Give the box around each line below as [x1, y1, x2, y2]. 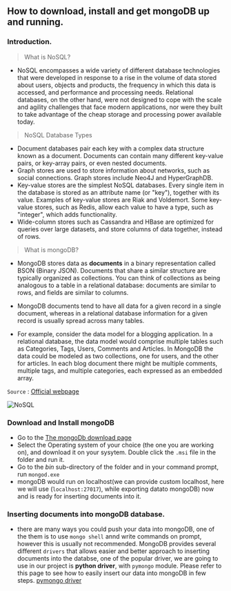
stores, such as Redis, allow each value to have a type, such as [34, 203, 214, 211]
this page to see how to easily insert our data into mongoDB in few [17, 569, 207, 577]
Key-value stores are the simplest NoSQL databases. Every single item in [17, 181, 224, 189]
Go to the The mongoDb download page [17, 433, 132, 441]
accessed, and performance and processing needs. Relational [17, 88, 194, 96]
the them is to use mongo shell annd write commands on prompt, [17, 532, 202, 541]
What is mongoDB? [23, 245, 79, 254]
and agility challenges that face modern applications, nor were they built [17, 103, 223, 111]
